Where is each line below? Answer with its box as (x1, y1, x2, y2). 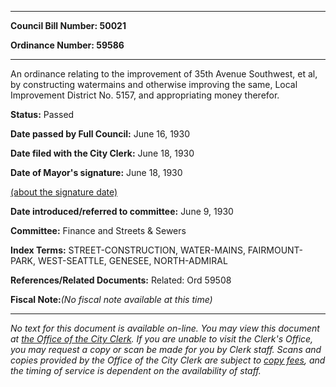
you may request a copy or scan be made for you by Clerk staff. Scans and (10, 344, 322, 355)
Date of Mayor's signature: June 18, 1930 (10, 167, 183, 178)
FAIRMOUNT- (247, 244, 304, 256)
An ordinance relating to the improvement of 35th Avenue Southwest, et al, (10, 68, 318, 80)
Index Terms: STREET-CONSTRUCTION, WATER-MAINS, (10, 244, 246, 256)
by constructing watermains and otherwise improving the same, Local (10, 79, 298, 90)
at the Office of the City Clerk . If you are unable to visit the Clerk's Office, (10, 333, 314, 345)
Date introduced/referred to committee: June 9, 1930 (10, 206, 234, 217)
